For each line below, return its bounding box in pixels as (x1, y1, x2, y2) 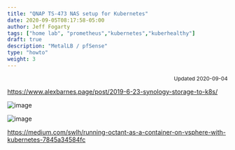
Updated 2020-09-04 (173, 75, 228, 82)
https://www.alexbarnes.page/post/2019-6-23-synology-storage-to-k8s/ (7, 87, 218, 96)
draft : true (7, 36, 42, 43)
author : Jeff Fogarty (7, 23, 71, 30)
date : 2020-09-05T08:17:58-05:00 (7, 17, 105, 24)
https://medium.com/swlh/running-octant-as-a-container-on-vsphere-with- (7, 128, 226, 136)
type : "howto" (7, 50, 49, 57)
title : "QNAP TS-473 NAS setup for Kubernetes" (7, 10, 149, 17)
